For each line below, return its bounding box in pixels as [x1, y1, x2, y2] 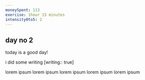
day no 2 [5, 36, 33, 44]
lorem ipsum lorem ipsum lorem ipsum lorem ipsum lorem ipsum [5, 69, 140, 75]
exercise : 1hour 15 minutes [5, 12, 65, 17]
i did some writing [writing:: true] [5, 59, 74, 65]
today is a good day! [5, 49, 49, 56]
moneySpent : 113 [5, 7, 40, 13]
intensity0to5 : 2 [5, 17, 42, 22]
